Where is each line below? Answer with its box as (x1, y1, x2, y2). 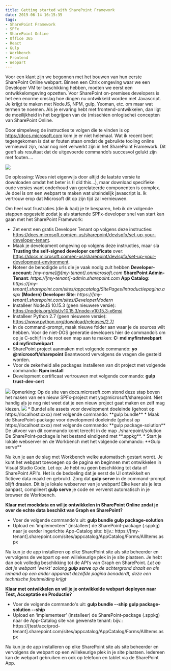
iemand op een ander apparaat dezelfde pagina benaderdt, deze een (5, 571, 151, 577)
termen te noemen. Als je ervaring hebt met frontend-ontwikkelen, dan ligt (5, 106, 161, 113)
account (12, 270, 31, 276)
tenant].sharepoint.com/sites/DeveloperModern (12, 297, 113, 303)
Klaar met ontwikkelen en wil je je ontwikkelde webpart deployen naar (5, 586, 157, 592)
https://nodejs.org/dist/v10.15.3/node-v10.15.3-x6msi (12, 308, 123, 314)
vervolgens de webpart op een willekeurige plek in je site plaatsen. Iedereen (5, 649, 165, 655)
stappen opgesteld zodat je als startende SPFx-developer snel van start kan (5, 211, 164, 217)
